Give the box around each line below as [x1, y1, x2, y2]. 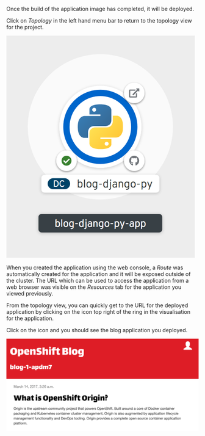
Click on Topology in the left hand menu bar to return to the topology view [6, 17, 192, 24]
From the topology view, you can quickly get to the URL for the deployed [6, 302, 189, 309]
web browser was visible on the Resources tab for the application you [6, 283, 182, 291]
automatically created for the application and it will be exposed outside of [6, 271, 191, 277]
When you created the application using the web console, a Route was [6, 264, 184, 271]
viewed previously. [6, 290, 54, 297]
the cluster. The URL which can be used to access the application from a [6, 277, 189, 284]
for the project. [6, 24, 44, 31]
